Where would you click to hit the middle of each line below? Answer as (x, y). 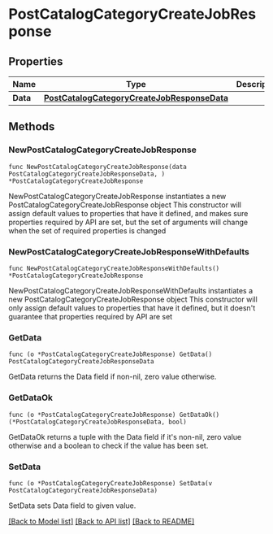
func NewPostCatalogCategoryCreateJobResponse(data (97, 167)
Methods (32, 127)
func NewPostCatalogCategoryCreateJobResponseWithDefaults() (114, 268)
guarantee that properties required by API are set (91, 316)
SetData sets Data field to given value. (72, 506)
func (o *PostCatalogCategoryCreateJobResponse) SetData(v (110, 483)
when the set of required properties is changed (87, 230)
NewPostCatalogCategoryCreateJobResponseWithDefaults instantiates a (131, 290)
